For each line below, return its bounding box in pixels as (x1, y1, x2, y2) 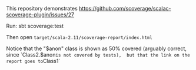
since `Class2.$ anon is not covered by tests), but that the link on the (6, 51, 190, 58)
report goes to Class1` (6, 58, 61, 64)
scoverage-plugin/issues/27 (6, 11, 75, 18)
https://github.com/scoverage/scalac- (78, 5, 172, 12)
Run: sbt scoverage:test (6, 23, 64, 29)
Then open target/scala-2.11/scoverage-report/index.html (6, 34, 153, 40)
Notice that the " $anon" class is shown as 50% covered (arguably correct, (6, 45, 187, 52)
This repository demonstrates (6, 5, 78, 12)
